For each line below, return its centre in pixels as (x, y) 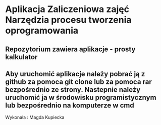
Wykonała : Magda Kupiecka (35, 117)
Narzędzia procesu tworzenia (68, 20)
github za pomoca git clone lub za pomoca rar (79, 82)
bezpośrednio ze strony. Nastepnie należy (73, 90)
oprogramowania (42, 31)
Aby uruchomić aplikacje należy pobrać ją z (75, 74)
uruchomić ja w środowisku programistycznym (81, 97)
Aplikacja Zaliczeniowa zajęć (67, 9)
